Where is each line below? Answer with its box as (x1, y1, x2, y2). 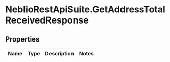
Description (45, 50, 74, 57)
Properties (5, 35, 40, 44)
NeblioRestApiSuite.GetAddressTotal (5, 4, 166, 15)
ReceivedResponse (5, 14, 89, 26)
